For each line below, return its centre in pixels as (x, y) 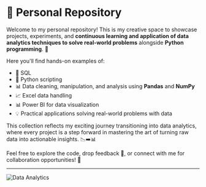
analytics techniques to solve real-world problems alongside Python (95, 42)
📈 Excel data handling (44, 95)
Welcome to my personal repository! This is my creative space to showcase (102, 29)
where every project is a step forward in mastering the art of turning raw (97, 132)
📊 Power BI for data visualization (57, 104)
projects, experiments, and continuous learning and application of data (97, 36)
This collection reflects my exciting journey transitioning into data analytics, (102, 126)
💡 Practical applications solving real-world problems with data (94, 113)
